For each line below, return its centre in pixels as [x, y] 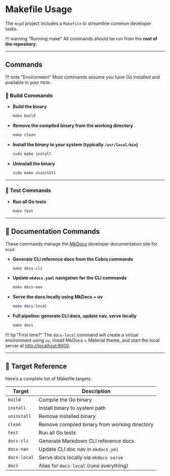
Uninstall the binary [34, 163]
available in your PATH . [28, 82]
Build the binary [30, 107]
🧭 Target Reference [36, 366]
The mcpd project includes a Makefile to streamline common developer [78, 23]
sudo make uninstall [34, 173]
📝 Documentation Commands [53, 232]
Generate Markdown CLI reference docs [87, 441]
